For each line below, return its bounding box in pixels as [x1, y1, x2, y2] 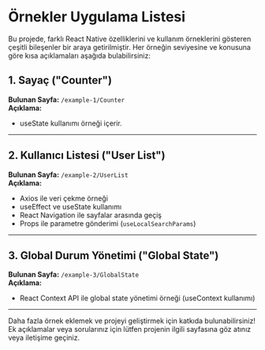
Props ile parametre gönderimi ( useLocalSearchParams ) [19, 218, 196, 228]
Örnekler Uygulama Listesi [8, 8, 186, 26]
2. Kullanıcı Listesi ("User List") [8, 149, 166, 162]
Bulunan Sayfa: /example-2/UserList [8, 170, 129, 179]
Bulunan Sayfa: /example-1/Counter [8, 95, 125, 104]
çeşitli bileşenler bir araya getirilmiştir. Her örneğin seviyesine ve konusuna [8, 42, 251, 51]
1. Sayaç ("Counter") [8, 73, 113, 87]
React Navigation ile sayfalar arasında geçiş [19, 210, 162, 220]
